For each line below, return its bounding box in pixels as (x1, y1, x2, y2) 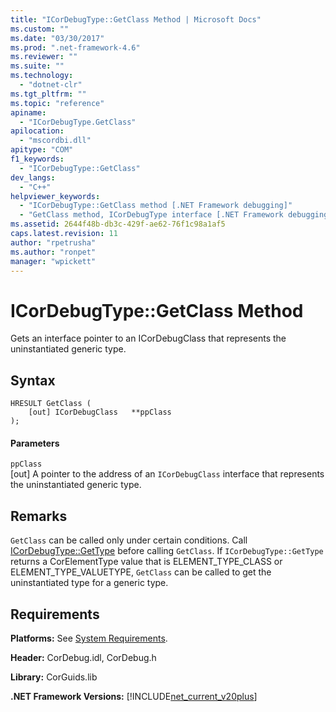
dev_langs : (10, 172, 56, 183)
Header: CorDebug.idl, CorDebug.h (10, 651, 157, 663)
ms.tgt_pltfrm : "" (10, 89, 87, 99)
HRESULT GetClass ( (10, 399, 92, 409)
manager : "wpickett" (10, 256, 97, 266)
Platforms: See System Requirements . (10, 632, 168, 644)
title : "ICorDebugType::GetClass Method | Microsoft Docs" (10, 14, 262, 25)
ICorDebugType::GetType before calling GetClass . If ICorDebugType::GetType (10, 545, 324, 557)
